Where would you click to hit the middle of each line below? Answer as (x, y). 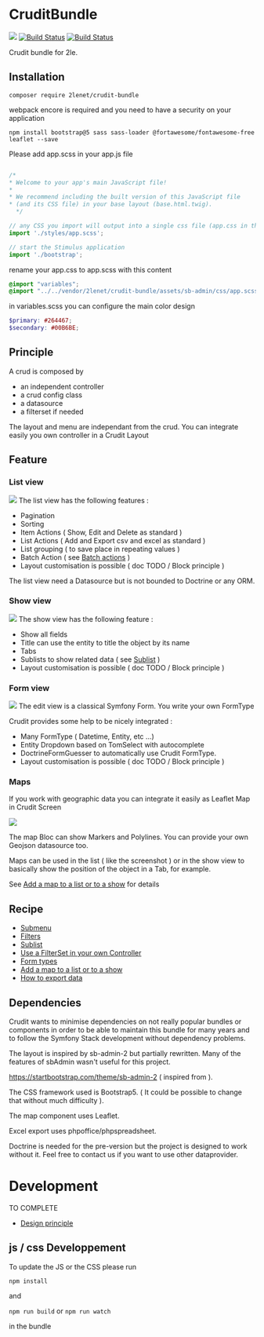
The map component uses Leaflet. (64, 1116)
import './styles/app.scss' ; (56, 233)
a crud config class (51, 395)
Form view (29, 688)
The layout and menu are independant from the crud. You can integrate (124, 426)
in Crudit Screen (35, 807)
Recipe (26, 909)
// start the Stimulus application (67, 247)
